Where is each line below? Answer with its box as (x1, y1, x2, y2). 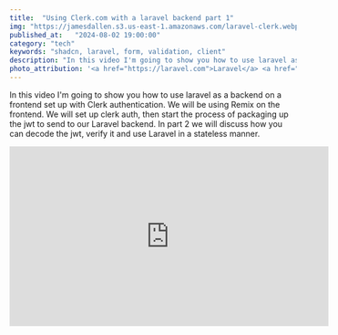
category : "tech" (9, 38, 76, 48)
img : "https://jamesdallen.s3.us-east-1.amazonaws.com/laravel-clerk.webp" (9, 22, 303, 31)
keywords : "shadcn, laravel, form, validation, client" (9, 47, 226, 57)
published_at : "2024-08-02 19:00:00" (9, 30, 161, 39)
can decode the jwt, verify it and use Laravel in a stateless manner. (9, 128, 261, 139)
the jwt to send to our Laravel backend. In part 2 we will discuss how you (9, 118, 283, 129)
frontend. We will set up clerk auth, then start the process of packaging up (9, 109, 289, 120)
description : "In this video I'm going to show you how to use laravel (9, 56, 287, 65)
